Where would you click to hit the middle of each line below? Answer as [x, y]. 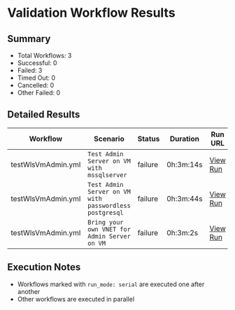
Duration [184, 139]
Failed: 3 [30, 70]
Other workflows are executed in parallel [76, 299]
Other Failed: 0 [39, 93]
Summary [29, 39]
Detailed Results [44, 114]
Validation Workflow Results [92, 13]
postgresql [105, 212]
